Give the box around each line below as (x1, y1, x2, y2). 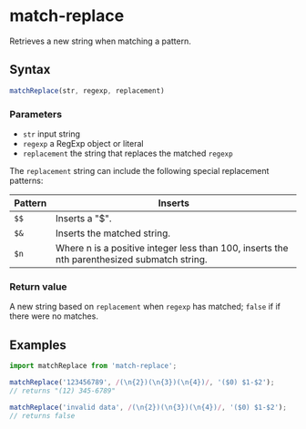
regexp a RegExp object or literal (22, 138, 144, 148)
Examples (9, 337, 66, 352)
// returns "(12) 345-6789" (9, 386, 117, 395)
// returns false (9, 411, 76, 420)
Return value (9, 280, 67, 292)
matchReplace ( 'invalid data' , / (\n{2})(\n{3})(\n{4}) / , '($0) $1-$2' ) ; (9, 403, 287, 412)
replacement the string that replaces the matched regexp (22, 148, 234, 158)
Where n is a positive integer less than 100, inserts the (55, 241, 289, 254)
